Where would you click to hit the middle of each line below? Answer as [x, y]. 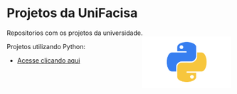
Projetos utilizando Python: [46, 46]
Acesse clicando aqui [48, 60]
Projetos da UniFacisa [72, 13]
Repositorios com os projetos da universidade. [75, 33]
